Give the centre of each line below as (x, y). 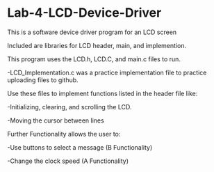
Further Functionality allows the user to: (64, 134)
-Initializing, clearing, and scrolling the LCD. (69, 107)
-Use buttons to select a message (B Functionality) (80, 147)
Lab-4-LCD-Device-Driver (84, 13)
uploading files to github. (43, 80)
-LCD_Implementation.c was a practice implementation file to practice (107, 72)
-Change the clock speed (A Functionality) (68, 161)
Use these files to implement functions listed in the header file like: (102, 93)
